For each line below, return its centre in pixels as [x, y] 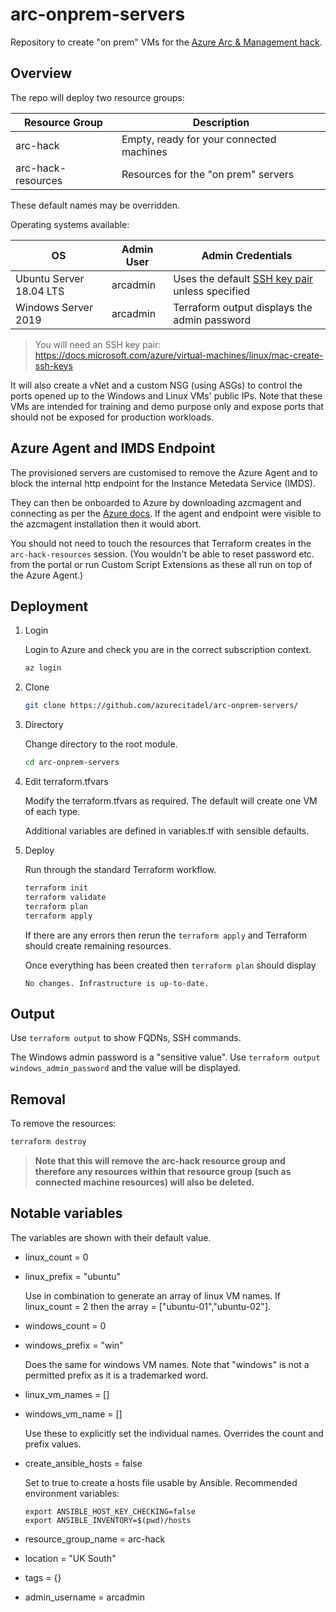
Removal [38, 1099]
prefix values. [53, 1444]
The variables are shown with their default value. [111, 1237]
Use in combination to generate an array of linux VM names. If [152, 1295]
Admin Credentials [247, 255]
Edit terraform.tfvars [66, 781]
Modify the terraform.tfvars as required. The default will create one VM [171, 801]
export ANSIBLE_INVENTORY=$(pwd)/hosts [108, 1520]
